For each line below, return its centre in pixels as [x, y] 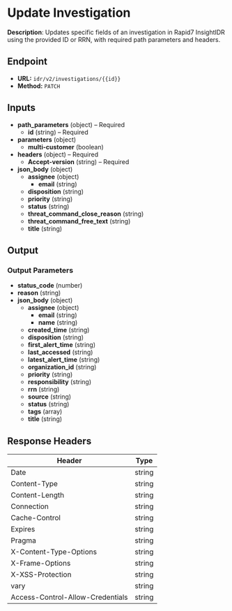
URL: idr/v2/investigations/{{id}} [69, 78]
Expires [23, 529]
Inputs [22, 108]
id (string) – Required [58, 132]
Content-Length [38, 495]
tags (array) [45, 412]
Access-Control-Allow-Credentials [69, 597]
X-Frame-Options [41, 564]
